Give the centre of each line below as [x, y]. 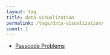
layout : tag [21, 12]
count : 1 [17, 29]
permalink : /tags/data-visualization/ [55, 23]
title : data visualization [40, 18]
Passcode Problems [40, 46]
